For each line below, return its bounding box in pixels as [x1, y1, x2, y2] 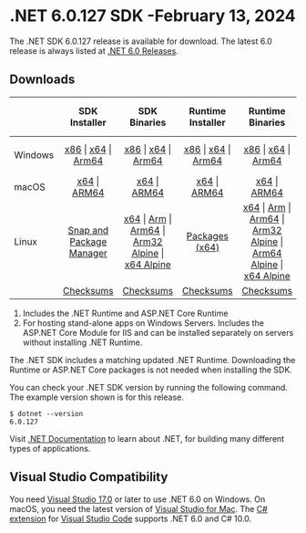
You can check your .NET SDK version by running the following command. [9, 381, 289, 392]
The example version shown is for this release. [9, 392, 184, 402]
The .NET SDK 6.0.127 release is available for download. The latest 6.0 [9, 36, 273, 47]
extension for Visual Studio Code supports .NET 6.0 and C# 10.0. [9, 513, 252, 524]
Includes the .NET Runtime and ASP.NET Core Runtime [22, 308, 229, 319]
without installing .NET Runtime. [22, 337, 143, 348]
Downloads [9, 72, 76, 88]
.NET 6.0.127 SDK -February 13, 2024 [9, 5, 296, 26]
